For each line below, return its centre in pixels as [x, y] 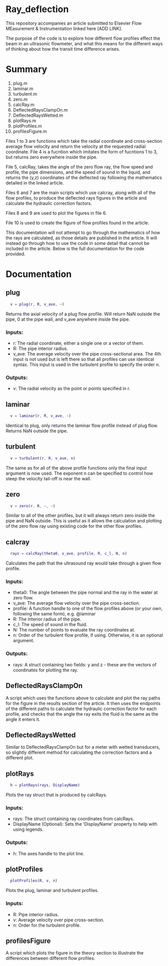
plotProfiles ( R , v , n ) [34, 881]
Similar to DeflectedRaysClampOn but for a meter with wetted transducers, [83, 747]
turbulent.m [25, 94]
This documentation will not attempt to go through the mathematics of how [83, 232]
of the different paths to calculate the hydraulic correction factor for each [81, 709]
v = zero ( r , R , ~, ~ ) [33, 506]
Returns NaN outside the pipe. [37, 431]
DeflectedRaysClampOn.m [40, 110]
